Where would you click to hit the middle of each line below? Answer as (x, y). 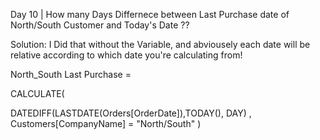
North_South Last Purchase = (71, 74)
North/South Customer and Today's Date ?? (100, 25)
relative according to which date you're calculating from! (126, 55)
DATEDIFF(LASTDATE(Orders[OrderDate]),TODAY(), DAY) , (131, 113)
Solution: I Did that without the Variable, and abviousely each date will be (160, 44)
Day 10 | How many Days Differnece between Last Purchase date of (150, 14)
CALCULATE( (37, 93)
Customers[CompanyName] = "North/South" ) (106, 123)
